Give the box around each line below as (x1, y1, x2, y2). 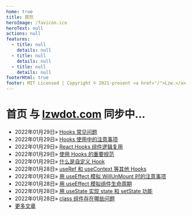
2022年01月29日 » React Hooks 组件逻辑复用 (14, 143, 123, 150)
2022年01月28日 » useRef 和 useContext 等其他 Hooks (14, 165, 147, 172)
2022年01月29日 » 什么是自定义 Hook (14, 158, 105, 165)
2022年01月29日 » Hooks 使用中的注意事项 (14, 136, 118, 143)
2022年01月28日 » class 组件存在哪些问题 (14, 195, 115, 202)
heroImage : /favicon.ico (6, 20, 67, 25)
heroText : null (6, 25, 44, 31)
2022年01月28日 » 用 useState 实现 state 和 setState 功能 (14, 187, 153, 194)
